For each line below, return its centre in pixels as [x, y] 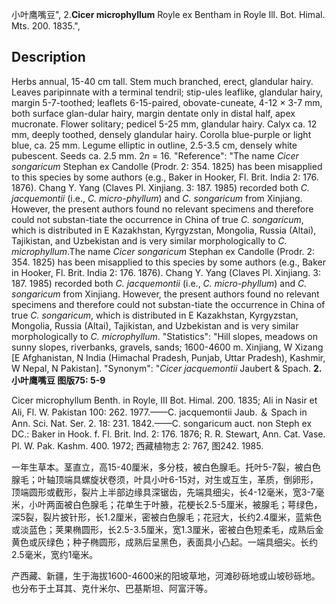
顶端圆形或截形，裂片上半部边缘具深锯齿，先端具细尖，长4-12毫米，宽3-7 [163, 492]
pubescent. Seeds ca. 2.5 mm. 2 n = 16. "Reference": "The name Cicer [155, 155]
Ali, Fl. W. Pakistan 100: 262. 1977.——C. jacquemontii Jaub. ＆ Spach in [159, 412]
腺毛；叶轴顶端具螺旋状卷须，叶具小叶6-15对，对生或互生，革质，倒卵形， [165, 479]
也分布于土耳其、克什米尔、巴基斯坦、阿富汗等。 [112, 588]
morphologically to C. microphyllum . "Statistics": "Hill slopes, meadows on [164, 336]
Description [48, 57]
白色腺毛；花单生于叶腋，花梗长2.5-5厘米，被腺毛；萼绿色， [197, 504]
